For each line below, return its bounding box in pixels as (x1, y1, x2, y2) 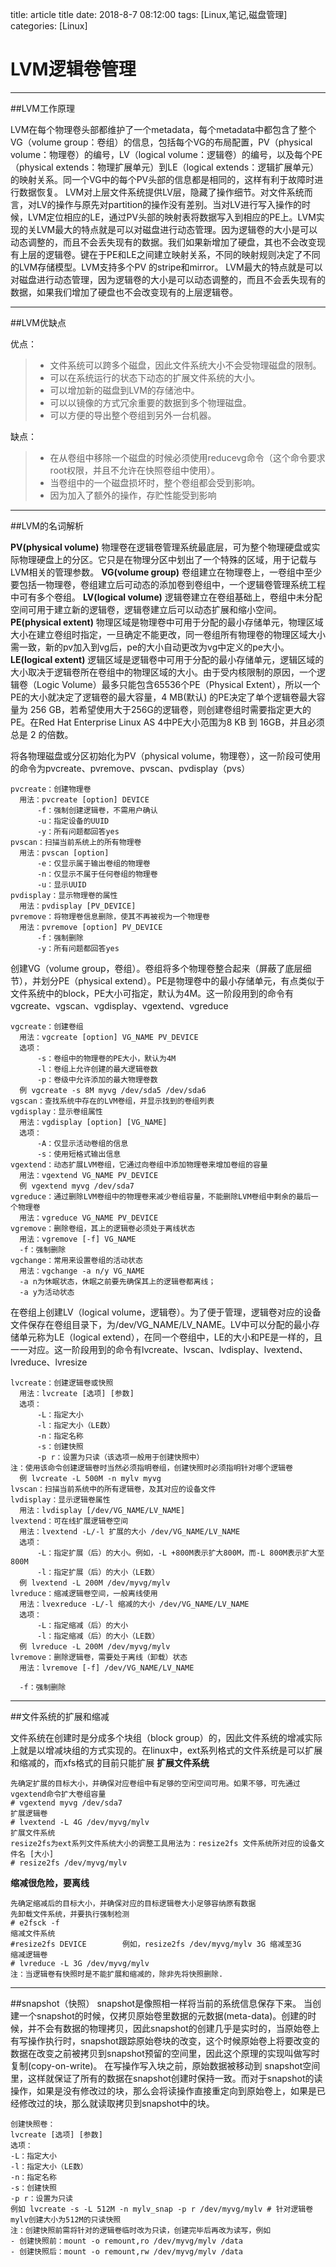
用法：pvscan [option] (19, 848, 110, 858)
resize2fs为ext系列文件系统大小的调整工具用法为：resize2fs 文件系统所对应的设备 (10, 1838, 318, 1848)
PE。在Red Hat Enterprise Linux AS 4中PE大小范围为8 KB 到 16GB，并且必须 (10, 716, 325, 728)
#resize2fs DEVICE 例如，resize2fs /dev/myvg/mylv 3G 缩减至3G (10, 1939, 302, 1949)
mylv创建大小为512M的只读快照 (10, 2214, 122, 2225)
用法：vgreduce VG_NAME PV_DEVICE (19, 1213, 159, 1223)
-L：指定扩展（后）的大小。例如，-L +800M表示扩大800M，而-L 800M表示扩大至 (36, 1548, 325, 1558)
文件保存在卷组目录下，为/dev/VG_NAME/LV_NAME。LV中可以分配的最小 (10, 1318, 312, 1330)
